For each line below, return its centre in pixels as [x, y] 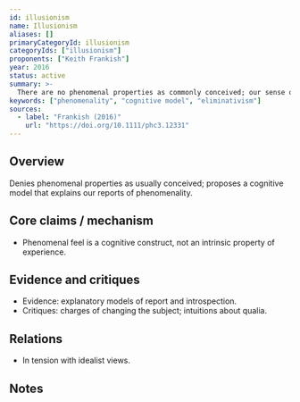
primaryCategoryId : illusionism [69, 42]
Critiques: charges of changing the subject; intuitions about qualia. [145, 311]
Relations [36, 339]
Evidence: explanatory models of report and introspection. [129, 301]
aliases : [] [31, 34]
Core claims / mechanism [81, 221]
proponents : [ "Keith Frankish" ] [69, 59]
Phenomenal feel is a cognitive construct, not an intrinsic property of [148, 242]
